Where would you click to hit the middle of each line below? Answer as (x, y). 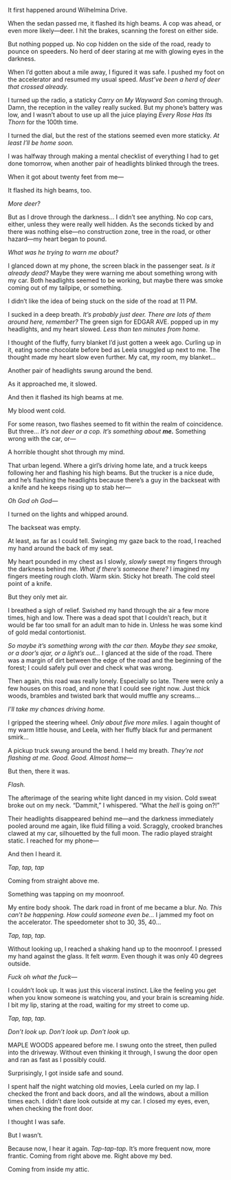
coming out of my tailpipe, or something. (65, 288)
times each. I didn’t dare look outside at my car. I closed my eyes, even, (109, 1101)
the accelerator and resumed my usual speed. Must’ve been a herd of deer (114, 79)
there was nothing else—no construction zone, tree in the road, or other (110, 232)
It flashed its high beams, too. (50, 190)
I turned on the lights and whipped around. (68, 514)
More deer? (24, 204)
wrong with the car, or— (42, 439)
